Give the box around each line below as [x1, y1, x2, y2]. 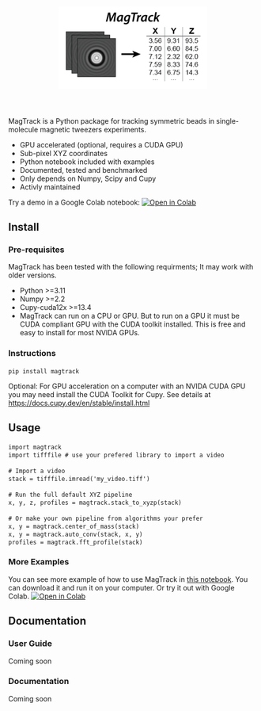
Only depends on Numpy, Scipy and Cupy [19, 174, 157, 183]
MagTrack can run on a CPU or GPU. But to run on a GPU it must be [19, 312, 240, 321]
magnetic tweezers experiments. [39, 124, 147, 134]
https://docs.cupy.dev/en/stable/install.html [8, 398, 150, 407]
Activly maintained [19, 182, 81, 192]
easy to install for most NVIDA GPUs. [19, 328, 140, 338]
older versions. [8, 270, 57, 280]
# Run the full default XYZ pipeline [8, 491, 133, 499]
